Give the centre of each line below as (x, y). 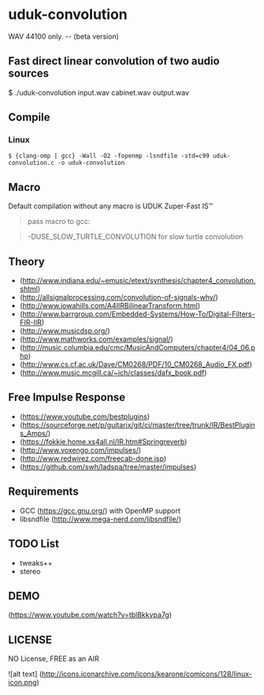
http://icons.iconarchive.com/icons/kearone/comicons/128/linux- (147, 674)
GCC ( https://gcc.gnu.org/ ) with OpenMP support (100, 510)
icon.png (22, 682)
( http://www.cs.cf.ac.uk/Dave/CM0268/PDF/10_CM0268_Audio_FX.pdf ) (136, 364)
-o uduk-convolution (91, 163)
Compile (29, 117)
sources (29, 74)
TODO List (33, 544)
